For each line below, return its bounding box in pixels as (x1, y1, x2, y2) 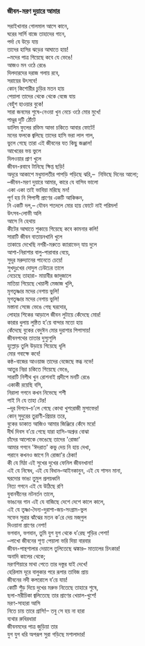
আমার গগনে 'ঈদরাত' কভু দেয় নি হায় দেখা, (7, 443, 91, 451)
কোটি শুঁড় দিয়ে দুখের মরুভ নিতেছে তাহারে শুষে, (7, 584, 99, 592)
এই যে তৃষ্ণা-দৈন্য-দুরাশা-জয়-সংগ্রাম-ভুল (7, 505, 87, 514)
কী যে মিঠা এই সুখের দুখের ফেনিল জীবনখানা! (7, 459, 93, 467)
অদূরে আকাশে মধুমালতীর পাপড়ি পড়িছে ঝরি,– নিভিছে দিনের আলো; (7, 170, 139, 179)
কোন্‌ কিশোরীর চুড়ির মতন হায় (7, 85, 64, 93)
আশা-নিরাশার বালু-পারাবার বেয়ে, (7, 248, 70, 256)
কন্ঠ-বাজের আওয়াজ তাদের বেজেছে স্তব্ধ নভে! (7, 357, 94, 366)
